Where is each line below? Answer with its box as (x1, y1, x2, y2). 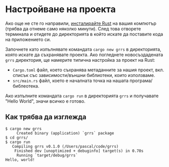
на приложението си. (5, 36, 52, 43)
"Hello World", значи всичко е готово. (5, 98, 86, 104)
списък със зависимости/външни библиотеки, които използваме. (12, 72, 155, 78)
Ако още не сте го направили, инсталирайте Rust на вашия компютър (5, 20, 157, 26)
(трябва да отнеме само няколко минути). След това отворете (5, 25, 141, 31)
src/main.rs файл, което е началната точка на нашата (12, 77, 129, 83)
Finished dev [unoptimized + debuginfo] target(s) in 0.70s (14, 148, 144, 153)
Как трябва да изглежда (5, 113, 87, 121)
